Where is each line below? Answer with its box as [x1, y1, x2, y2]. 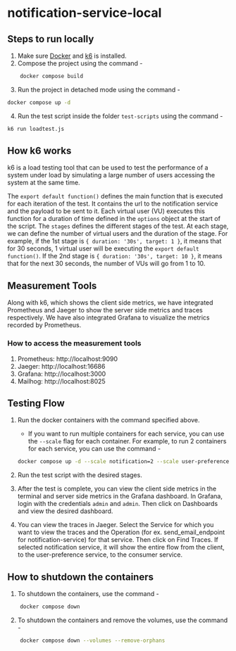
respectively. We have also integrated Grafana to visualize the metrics [7, 313, 210, 322]
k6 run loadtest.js [7, 125, 65, 132]
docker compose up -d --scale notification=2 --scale [17, 458, 179, 465]
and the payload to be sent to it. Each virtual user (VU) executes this [7, 207, 206, 215]
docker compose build [20, 72, 83, 80]
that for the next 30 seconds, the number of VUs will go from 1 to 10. [7, 259, 206, 268]
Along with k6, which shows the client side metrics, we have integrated [7, 298, 213, 307]
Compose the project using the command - [17, 59, 143, 68]
